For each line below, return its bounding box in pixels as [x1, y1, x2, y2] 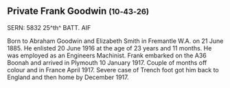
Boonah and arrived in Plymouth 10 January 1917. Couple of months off [7, 58, 207, 67]
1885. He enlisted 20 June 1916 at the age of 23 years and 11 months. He [7, 44, 212, 52]
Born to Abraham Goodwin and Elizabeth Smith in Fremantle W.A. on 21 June [7, 37, 224, 45]
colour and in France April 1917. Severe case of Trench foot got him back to [7, 65, 220, 74]
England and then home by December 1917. [7, 73, 129, 81]
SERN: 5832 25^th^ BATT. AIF [7, 23, 91, 31]
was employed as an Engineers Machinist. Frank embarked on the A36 [7, 51, 207, 59]
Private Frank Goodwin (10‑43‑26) [7, 5, 150, 17]
